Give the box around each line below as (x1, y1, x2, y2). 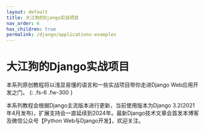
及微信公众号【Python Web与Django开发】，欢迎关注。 (6, 117, 144, 125)
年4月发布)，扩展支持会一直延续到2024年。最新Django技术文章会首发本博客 (6, 109, 199, 117)
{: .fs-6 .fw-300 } (29, 89, 73, 96)
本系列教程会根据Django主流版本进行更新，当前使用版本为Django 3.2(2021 (6, 102, 195, 109)
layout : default (6, 9, 48, 15)
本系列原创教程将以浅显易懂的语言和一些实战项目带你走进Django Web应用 (6, 81, 193, 88)
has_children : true (6, 26, 56, 32)
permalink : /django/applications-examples (6, 32, 117, 38)
